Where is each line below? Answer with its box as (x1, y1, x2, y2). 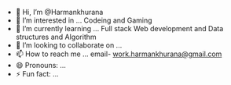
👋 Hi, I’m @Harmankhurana (15, 8, 104, 16)
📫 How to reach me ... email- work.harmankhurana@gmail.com (15, 49, 222, 58)
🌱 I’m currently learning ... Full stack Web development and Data (15, 24, 224, 33)
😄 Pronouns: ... (15, 61, 67, 69)
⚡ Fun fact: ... (15, 69, 59, 78)
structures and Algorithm (15, 32, 97, 41)
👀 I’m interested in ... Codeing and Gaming (15, 16, 152, 25)
